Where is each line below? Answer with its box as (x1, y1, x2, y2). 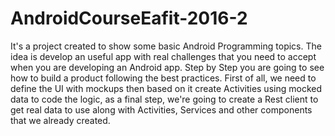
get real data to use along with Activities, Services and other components (10, 103, 313, 116)
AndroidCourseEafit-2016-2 (10, 7, 248, 30)
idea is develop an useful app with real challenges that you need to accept (10, 50, 317, 62)
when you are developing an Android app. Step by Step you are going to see (10, 61, 325, 73)
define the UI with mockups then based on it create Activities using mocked (10, 82, 322, 94)
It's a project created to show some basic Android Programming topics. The (10, 40, 322, 52)
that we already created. (10, 114, 111, 126)
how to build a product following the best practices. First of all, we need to (10, 72, 317, 84)
